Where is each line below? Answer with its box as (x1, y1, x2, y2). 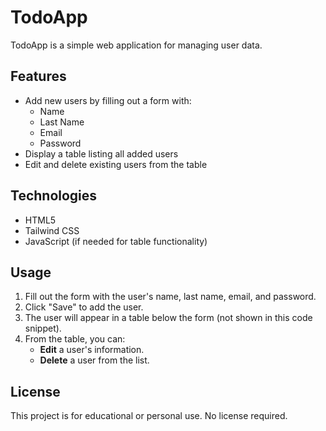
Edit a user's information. (39, 344, 145, 356)
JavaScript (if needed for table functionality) (24, 235, 208, 247)
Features (10, 68, 67, 85)
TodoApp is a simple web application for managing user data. (10, 39, 263, 51)
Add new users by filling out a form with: (24, 94, 192, 106)
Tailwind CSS (24, 224, 80, 236)
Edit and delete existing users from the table (24, 158, 208, 170)
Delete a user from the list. (39, 354, 150, 366)
